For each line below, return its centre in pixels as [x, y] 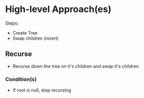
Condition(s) [21, 79]
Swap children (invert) [36, 38]
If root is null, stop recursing [42, 90]
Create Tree [25, 33]
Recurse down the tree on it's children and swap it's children [76, 66]
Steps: [12, 23]
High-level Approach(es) [58, 9]
